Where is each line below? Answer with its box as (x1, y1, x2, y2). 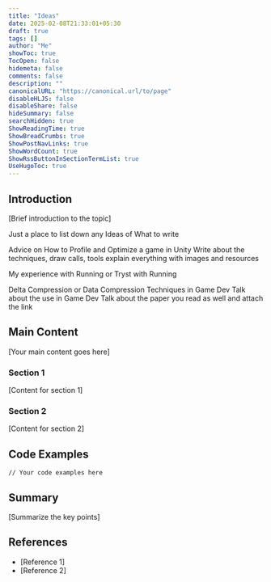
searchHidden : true (8, 117, 74, 125)
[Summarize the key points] (8, 512, 100, 521)
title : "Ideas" (8, 11, 60, 20)
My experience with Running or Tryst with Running (8, 268, 177, 279)
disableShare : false (8, 102, 78, 110)
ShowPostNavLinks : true (8, 139, 89, 148)
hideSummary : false (8, 110, 74, 118)
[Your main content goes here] (8, 347, 111, 356)
